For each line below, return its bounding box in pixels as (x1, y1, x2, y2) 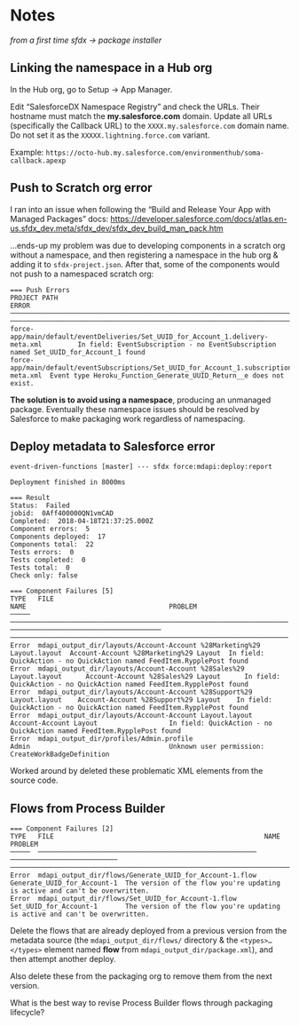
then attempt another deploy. (10, 954, 116, 965)
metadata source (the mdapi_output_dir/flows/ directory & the (10, 935, 239, 946)
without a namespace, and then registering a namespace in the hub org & (10, 250, 279, 260)
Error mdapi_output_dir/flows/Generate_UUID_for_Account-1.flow (10, 871, 256, 880)
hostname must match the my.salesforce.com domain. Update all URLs (10, 110, 273, 121)
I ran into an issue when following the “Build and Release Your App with (10, 203, 271, 214)
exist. (10, 378, 35, 387)
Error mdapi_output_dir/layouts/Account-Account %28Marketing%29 (10, 641, 261, 650)
